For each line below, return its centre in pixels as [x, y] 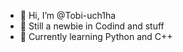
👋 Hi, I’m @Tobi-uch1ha [68, 15]
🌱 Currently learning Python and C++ [96, 36]
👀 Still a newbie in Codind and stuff [92, 26]
